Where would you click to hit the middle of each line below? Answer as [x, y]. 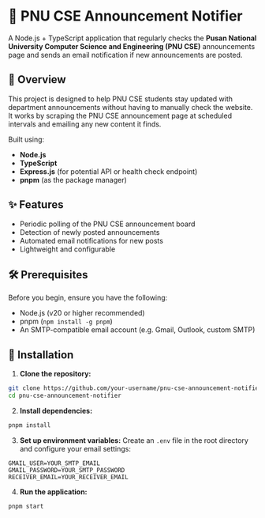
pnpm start [26, 506]
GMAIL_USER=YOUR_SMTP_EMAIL [54, 463]
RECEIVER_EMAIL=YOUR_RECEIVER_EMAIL [68, 477]
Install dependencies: [56, 410]
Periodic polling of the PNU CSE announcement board [107, 224]
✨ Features [36, 205]
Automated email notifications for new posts [91, 240]
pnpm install [30, 425]
